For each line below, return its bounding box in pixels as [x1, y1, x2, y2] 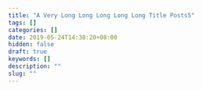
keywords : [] [8, 56, 51, 63]
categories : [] [8, 26, 58, 34]
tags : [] [8, 19, 37, 27]
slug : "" [8, 70, 37, 77]
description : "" [8, 63, 61, 70]
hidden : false [8, 41, 55, 49]
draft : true [8, 48, 47, 56]
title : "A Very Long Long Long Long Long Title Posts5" [8, 11, 195, 20]
